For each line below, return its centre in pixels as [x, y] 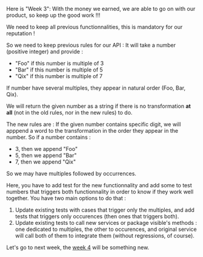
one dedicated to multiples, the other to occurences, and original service [106, 229]
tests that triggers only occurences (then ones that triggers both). [97, 216]
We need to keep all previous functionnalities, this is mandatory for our [95, 27]
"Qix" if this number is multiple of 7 [59, 76]
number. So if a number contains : [48, 137]
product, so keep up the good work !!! [53, 15]
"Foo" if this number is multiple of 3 [59, 63]
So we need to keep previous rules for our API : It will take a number [91, 45]
